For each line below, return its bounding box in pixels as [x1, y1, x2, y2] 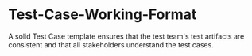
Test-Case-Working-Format [8, 6, 197, 24]
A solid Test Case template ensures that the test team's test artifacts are [8, 32, 245, 41]
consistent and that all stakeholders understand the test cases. [8, 39, 215, 49]
